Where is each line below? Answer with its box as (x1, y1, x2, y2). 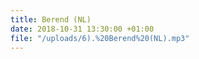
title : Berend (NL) (10, 14, 92, 25)
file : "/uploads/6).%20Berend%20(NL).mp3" (10, 33, 190, 43)
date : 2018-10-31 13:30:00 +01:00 (10, 24, 155, 34)
